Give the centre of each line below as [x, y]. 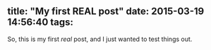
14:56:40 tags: [41, 23]
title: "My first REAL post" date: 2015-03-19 [106, 11]
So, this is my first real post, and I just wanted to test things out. [100, 39]
